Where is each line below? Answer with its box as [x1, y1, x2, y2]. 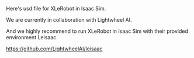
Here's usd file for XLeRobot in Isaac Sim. [6, 5, 106, 12]
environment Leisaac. [6, 34, 58, 40]
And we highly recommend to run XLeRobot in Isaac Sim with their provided [6, 28, 188, 35]
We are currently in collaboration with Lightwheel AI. [6, 16, 133, 23]
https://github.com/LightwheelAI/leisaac [6, 45, 103, 52]
